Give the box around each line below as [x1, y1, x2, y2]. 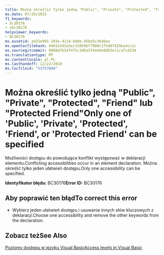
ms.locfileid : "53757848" [5, 66, 58, 71]
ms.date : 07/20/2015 [5, 12, 47, 17]
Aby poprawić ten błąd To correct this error [5, 194, 138, 202]
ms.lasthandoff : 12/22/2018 [5, 61, 62, 66]
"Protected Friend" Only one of [5, 108, 132, 119]
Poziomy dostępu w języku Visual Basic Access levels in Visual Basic [5, 244, 143, 250]
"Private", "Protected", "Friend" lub [5, 98, 153, 109]
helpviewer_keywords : [5, 30, 49, 35]
